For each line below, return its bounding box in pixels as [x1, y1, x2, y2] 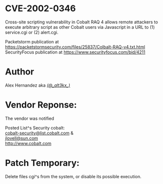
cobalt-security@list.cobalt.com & [5, 130, 74, 136]
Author [5, 66, 34, 77]
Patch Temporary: [5, 158, 80, 168]
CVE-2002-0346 [5, 3, 76, 14]
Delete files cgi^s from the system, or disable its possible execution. [5, 173, 142, 179]
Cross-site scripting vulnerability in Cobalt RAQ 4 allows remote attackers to [5, 19, 158, 25]
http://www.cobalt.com [5, 140, 52, 146]
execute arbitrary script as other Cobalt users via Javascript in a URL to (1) [5, 24, 155, 30]
